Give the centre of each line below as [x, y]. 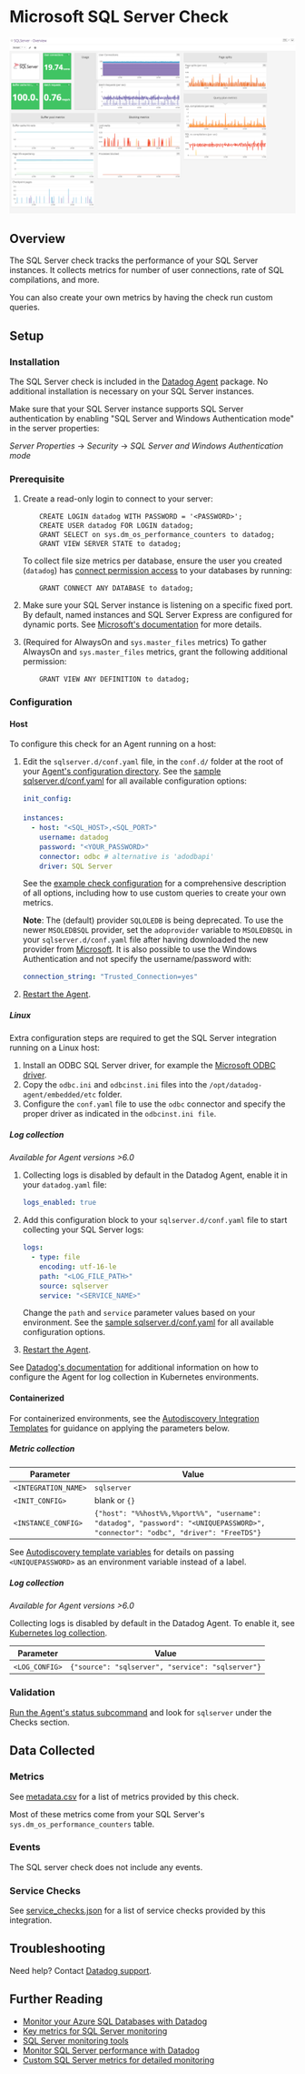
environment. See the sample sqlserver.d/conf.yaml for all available [148, 1322]
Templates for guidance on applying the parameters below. [119, 1428]
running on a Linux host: [54, 1047]
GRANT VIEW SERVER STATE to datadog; [110, 544]
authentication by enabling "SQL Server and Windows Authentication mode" [152, 419]
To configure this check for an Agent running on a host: [113, 744]
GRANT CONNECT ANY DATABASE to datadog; [117, 589]
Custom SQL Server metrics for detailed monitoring [118, 2059]
